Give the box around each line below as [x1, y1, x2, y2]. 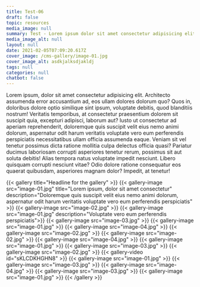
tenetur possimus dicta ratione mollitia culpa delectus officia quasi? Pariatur [6, 142, 192, 149]
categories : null [6, 70, 49, 76]
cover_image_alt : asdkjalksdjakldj [6, 58, 95, 64]
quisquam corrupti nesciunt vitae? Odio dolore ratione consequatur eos [6, 161, 182, 169]
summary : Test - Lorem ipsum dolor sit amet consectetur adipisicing [6, 31, 183, 37]
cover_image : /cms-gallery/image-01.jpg [6, 53, 108, 59]
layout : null [6, 42, 39, 48]
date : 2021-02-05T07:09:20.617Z [6, 48, 86, 54]
